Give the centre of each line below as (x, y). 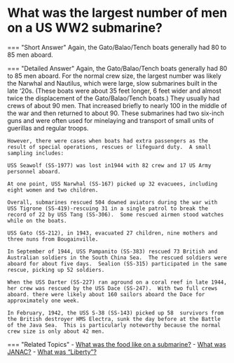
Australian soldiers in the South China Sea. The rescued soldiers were (117, 258)
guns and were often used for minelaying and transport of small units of (111, 120)
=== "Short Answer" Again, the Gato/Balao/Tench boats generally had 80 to (117, 47)
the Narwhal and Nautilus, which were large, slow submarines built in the (112, 83)
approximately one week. (43, 301)
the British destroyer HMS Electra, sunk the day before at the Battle (114, 319)
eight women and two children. (53, 190)
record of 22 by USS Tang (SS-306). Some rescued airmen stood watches (116, 214)
